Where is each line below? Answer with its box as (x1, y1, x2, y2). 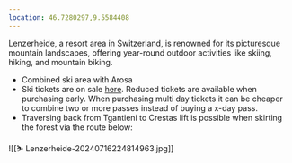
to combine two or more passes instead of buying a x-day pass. (21, 102, 258, 113)
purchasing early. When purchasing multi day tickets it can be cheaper (21, 93, 284, 104)
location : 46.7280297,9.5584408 (8, 13, 129, 22)
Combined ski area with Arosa (21, 73, 133, 85)
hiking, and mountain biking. (8, 56, 113, 67)
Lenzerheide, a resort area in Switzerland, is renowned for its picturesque (8, 38, 280, 48)
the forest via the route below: (21, 122, 134, 133)
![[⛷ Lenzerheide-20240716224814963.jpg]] (8, 142, 174, 153)
